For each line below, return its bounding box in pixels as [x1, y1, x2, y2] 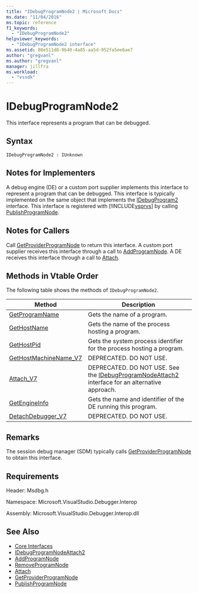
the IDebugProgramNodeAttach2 [88, 371, 179, 379]
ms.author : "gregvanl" [6, 58, 62, 64]
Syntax [6, 136, 33, 146]
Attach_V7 [9, 375, 38, 383]
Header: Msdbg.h [6, 487, 49, 494]
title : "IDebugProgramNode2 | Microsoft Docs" [6, 8, 123, 15]
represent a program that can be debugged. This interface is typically [6, 190, 175, 197]
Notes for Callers [6, 226, 70, 236]
